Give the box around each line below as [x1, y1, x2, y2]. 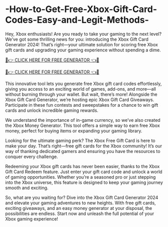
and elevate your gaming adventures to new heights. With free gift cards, [5, 200, 156, 206]
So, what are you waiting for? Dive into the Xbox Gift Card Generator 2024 [5, 194, 158, 200]
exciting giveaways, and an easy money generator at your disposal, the [5, 205, 152, 211]
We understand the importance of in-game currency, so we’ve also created [5, 117, 160, 123]
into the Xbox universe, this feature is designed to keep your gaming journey [5, 179, 163, 185]
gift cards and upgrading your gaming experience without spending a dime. [5, 47, 161, 53]
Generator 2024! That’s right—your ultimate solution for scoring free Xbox [5, 41, 158, 47]
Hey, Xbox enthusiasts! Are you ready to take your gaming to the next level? [5, 31, 162, 37]
